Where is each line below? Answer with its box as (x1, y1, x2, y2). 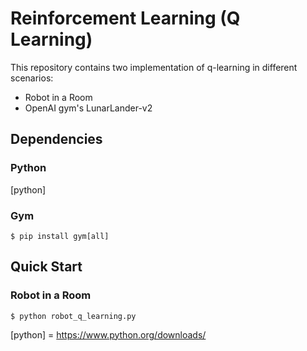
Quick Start (10, 258, 83, 276)
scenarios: (10, 72, 54, 84)
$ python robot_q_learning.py (10, 311, 137, 321)
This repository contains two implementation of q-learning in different (10, 61, 298, 73)
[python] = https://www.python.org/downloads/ (10, 328, 207, 341)
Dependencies (10, 131, 103, 148)
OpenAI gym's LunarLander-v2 (24, 102, 153, 114)
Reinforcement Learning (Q (10, 7, 241, 30)
